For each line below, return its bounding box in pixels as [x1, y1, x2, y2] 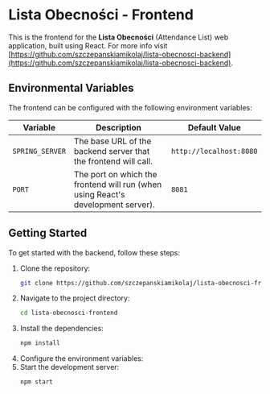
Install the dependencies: [19, 324, 104, 334]
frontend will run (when [73, 179, 162, 190]
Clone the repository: [19, 263, 91, 273]
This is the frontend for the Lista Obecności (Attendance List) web [8, 32, 229, 42]
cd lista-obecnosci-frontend [19, 309, 118, 317]
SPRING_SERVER [12, 147, 67, 156]
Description [96, 122, 142, 133]
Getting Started [8, 226, 88, 240]
